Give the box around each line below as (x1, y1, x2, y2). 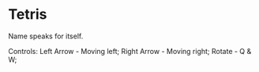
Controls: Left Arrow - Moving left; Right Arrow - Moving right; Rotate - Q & (8, 46, 252, 56)
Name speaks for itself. (8, 31, 84, 41)
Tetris (8, 5, 47, 23)
